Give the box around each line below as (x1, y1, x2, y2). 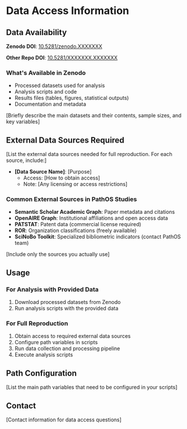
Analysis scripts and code (14, 88, 77, 95)
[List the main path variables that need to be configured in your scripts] (6, 384, 178, 391)
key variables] (6, 118, 40, 125)
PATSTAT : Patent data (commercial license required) (14, 221, 141, 228)
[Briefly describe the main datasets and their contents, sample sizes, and (6, 112, 182, 119)
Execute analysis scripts (14, 351, 73, 358)
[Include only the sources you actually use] (6, 251, 110, 258)
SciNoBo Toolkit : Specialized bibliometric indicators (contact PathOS (14, 233, 181, 240)
